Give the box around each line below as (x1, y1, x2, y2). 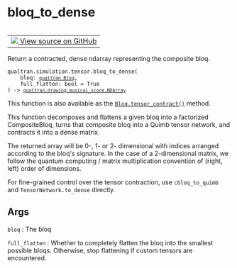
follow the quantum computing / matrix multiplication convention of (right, (7, 157, 223, 165)
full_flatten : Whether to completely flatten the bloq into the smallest (7, 238, 214, 247)
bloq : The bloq (7, 225, 52, 233)
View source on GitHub (20, 36, 97, 46)
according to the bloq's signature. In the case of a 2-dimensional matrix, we (7, 149, 229, 157)
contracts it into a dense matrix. (7, 128, 100, 136)
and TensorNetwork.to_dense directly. (7, 185, 116, 194)
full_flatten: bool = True (20, 80, 100, 87)
